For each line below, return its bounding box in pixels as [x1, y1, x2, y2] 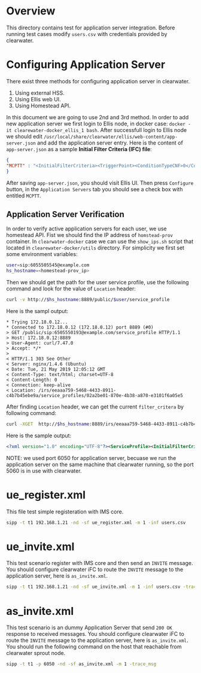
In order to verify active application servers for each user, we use [6, 225, 167, 232]
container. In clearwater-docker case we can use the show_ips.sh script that [6, 238, 193, 245]
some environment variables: [6, 251, 78, 258]
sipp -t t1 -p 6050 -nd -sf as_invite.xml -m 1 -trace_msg [6, 661, 157, 667]
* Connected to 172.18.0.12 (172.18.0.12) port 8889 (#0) [6, 324, 154, 331]
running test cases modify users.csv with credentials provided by [6, 30, 167, 37]
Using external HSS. [14, 89, 65, 97]
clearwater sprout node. [6, 650, 66, 657]
